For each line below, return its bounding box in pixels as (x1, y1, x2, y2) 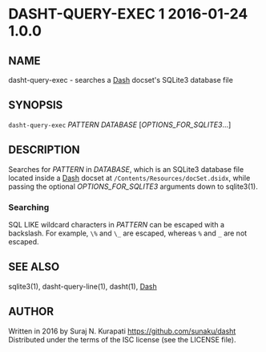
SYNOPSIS (8, 98, 63, 113)
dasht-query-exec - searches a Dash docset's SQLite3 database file (8, 76, 234, 84)
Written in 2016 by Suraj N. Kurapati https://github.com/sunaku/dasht (8, 326, 236, 336)
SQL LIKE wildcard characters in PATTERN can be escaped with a (8, 219, 224, 229)
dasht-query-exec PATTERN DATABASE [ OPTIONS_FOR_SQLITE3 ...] (8, 120, 232, 129)
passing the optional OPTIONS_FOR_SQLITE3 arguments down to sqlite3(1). (8, 182, 258, 191)
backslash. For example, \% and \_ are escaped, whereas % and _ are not (8, 228, 248, 238)
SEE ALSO (8, 260, 60, 274)
